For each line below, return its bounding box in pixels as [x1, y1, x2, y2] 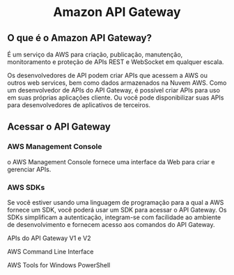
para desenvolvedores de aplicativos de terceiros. [7, 101, 151, 109]
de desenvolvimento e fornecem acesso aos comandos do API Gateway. [7, 220, 215, 228]
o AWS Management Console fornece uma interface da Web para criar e [7, 157, 215, 166]
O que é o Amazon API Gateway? [7, 32, 152, 44]
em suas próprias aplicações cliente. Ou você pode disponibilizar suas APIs [7, 93, 224, 102]
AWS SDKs [7, 182, 45, 192]
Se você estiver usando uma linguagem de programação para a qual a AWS [7, 198, 224, 206]
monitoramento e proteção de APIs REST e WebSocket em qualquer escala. [7, 58, 224, 66]
